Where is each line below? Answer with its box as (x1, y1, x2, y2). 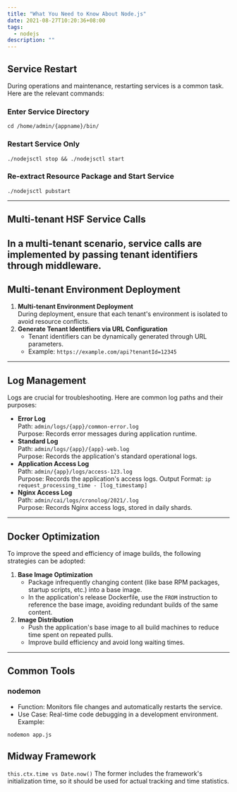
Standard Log (17, 437, 59, 445)
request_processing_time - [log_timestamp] (17, 482, 148, 489)
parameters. (28, 340, 64, 349)
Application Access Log (17, 460, 90, 468)
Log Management (7, 374, 87, 386)
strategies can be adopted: (7, 557, 86, 566)
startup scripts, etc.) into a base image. (28, 586, 142, 594)
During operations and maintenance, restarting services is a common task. (7, 81, 224, 90)
